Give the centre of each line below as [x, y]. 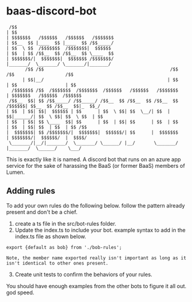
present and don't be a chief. [42, 212]
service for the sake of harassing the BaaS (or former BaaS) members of [96, 165]
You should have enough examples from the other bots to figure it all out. [97, 286]
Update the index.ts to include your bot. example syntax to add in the [100, 230]
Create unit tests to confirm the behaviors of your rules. [84, 274]
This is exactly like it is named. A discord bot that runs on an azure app [94, 159]
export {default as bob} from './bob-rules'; [64, 247]
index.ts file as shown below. [50, 236]
